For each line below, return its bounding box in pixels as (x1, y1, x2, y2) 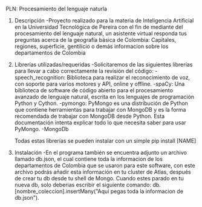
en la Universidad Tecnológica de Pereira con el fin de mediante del (14, 24, 183, 30)
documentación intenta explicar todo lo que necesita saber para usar (14, 119, 187, 126)
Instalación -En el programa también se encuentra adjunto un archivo (14, 149, 187, 156)
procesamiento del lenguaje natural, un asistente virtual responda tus (14, 30, 187, 37)
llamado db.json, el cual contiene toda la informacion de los (14, 155, 163, 163)
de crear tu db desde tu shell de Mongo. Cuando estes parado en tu (14, 175, 184, 182)
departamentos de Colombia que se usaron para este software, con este (14, 162, 195, 169)
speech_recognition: (14, 74, 66, 81)
